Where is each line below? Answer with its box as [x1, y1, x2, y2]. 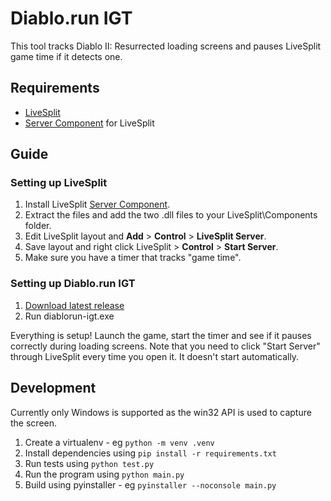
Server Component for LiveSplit [24, 117, 155, 129]
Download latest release [24, 299, 125, 311]
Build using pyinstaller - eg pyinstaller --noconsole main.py [24, 478, 277, 491]
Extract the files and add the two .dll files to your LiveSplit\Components [24, 209, 318, 221]
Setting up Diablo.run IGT [10, 277, 136, 291]
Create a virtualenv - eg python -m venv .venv [24, 436, 215, 448]
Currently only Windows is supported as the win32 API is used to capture [10, 406, 312, 418]
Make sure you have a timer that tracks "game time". [24, 252, 242, 264]
